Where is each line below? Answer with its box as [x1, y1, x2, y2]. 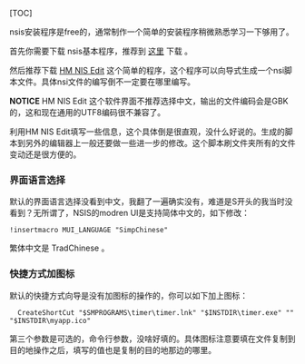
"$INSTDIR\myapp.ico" [9, 316, 92, 325]
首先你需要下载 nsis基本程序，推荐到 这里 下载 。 [9, 45, 193, 56]
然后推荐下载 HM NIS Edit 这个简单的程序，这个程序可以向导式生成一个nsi [9, 65, 285, 75]
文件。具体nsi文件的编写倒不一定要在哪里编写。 [16, 76, 196, 87]
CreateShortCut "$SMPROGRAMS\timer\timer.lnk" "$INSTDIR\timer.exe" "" [17, 308, 295, 317]
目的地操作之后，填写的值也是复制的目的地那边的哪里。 [9, 344, 216, 355]
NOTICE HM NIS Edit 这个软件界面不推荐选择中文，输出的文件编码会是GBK [9, 95, 289, 106]
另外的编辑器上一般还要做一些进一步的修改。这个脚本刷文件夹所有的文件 [25, 138, 296, 148]
